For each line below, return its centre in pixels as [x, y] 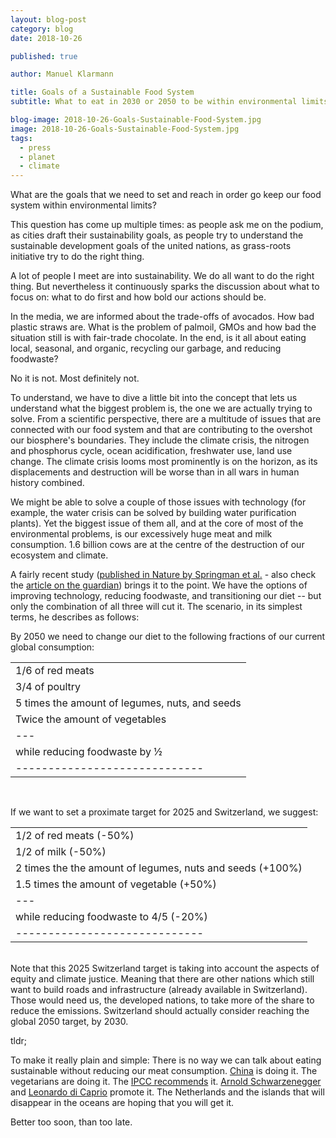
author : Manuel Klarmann [62, 74]
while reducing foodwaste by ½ [89, 752]
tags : [21, 138]
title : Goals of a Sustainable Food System [102, 92]
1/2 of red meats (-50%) [75, 836]
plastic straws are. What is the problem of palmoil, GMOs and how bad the [163, 327]
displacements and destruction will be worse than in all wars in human [155, 472]
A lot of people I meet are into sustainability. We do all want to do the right [162, 276]
